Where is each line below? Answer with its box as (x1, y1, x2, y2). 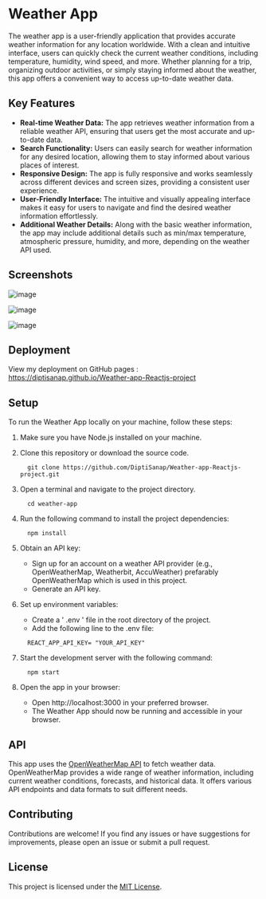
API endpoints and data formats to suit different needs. (8, 785, 189, 794)
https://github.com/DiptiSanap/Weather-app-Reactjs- (62, 463, 241, 471)
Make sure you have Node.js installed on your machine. (19, 432, 202, 443)
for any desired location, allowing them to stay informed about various (19, 152, 250, 161)
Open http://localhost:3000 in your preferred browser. (31, 698, 209, 708)
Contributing (8, 807, 73, 822)
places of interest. (19, 160, 80, 170)
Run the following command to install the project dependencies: (19, 514, 229, 523)
